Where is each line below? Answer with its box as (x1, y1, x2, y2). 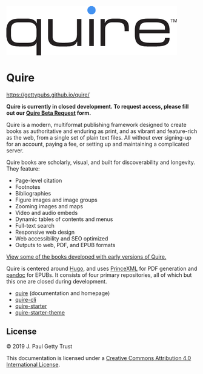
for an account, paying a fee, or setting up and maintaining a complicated (6, 140, 190, 148)
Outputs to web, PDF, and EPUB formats (15, 241, 116, 248)
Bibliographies (15, 189, 52, 197)
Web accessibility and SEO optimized (15, 234, 108, 242)
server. (6, 146, 24, 154)
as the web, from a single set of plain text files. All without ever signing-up (6, 134, 192, 141)
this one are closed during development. (6, 277, 107, 285)
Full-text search (15, 222, 55, 229)
